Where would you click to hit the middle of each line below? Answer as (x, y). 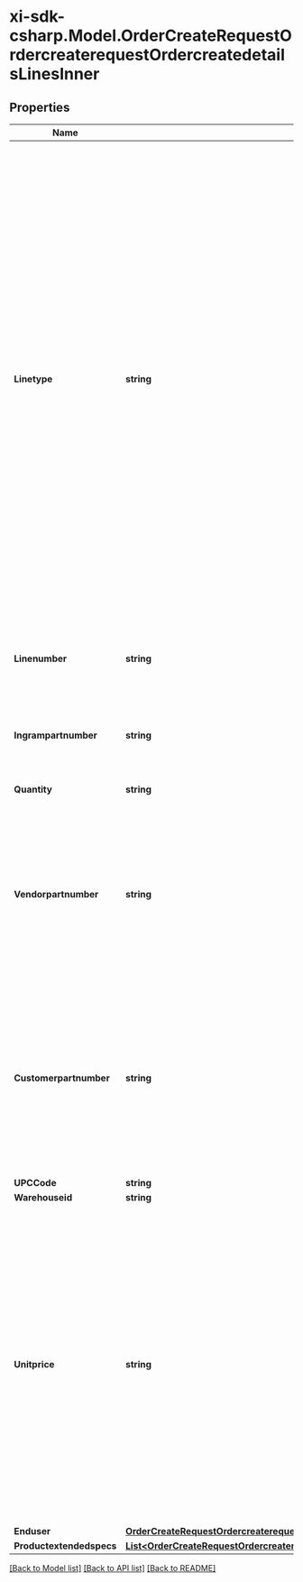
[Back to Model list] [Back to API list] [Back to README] (113, 1568)
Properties (40, 107)
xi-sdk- (37, 17)
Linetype (33, 379)
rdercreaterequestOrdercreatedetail (147, 55)
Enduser (32, 1531)
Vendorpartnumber (56, 894)
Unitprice (34, 1364)
